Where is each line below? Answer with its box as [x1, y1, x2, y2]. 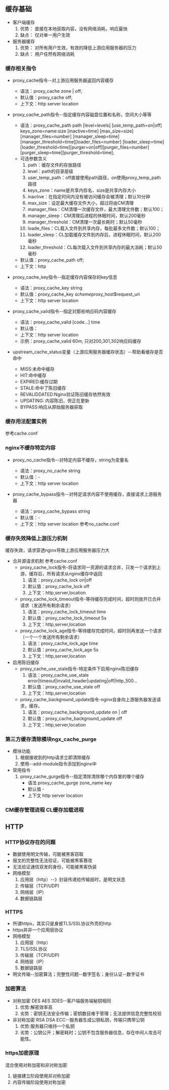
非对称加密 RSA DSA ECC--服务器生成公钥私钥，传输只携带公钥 [12, 1016, 145, 1023]
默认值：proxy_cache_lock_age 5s [27, 647, 99, 652]
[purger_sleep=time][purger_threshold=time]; [20, 150, 115, 156]
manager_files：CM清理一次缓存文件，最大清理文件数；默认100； [27, 206, 164, 212]
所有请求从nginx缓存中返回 [46, 571, 102, 576]
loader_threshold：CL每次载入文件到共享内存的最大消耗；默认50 [27, 244, 162, 250]
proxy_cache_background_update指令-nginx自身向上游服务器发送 [20, 697, 157, 702]
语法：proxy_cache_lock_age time [27, 640, 98, 646]
